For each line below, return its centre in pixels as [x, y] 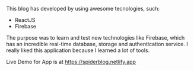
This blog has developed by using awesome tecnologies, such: [83, 9]
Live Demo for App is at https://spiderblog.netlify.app [71, 62]
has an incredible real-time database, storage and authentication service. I [97, 44]
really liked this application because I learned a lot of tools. [78, 50]
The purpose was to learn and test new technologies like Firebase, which [96, 38]
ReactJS [25, 20]
